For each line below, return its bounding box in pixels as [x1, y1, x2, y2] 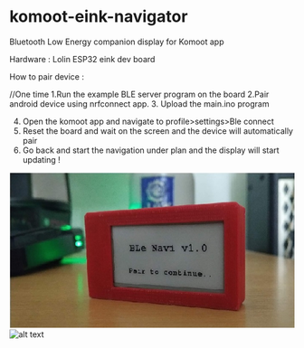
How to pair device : [9, 71, 84, 82]
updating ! [22, 154, 61, 165]
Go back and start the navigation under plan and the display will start [22, 145, 280, 155]
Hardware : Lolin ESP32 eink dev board [9, 53, 156, 64]
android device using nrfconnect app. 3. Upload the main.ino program [9, 98, 270, 109]
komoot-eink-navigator [9, 6, 188, 27]
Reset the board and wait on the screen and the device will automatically [22, 125, 294, 136]
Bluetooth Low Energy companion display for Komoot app [9, 36, 224, 47]
